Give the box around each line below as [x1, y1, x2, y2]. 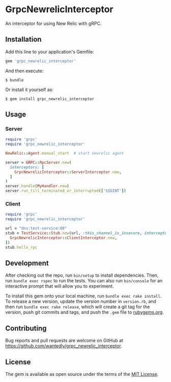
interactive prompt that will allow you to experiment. [5, 283, 114, 289]
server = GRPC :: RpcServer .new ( [5, 160, 72, 165]
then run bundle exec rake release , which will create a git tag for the [5, 304, 150, 310]
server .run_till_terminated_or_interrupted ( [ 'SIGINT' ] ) [5, 188, 126, 194]
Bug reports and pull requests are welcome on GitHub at [5, 337, 124, 344]
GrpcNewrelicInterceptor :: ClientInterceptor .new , [10, 235, 117, 240]
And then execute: [5, 68, 44, 74]
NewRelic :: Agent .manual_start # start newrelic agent [5, 151, 124, 156]
